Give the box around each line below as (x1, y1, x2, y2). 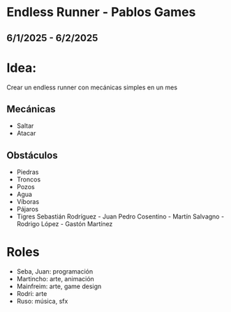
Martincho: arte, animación (16, 275, 95, 283)
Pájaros (16, 205, 39, 214)
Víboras (16, 198, 40, 206)
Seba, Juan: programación (16, 267, 94, 276)
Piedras (16, 168, 39, 177)
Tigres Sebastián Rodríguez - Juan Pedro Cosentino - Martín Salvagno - (16, 212, 225, 221)
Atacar (16, 129, 36, 138)
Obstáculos (6, 149, 58, 161)
